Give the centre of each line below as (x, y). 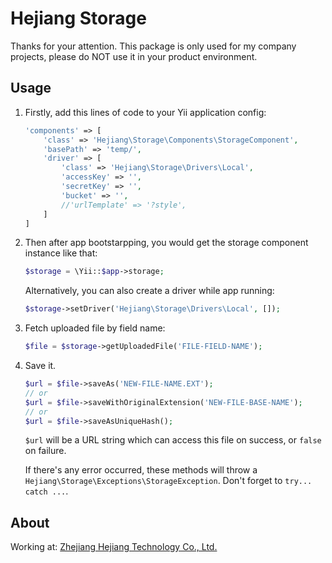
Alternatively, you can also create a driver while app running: (149, 291)
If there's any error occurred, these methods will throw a (141, 470)
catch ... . (46, 491)
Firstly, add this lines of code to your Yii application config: (145, 112)
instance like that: (61, 253)
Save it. (40, 365)
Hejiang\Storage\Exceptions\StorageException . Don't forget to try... (168, 481)
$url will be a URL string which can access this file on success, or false (173, 440)
